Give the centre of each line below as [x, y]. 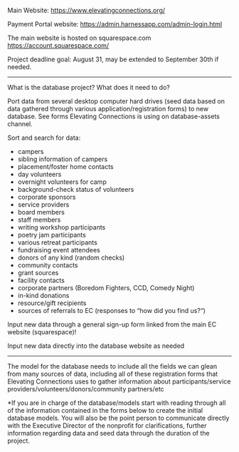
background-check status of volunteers [76, 189]
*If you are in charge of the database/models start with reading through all [117, 403]
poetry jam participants [52, 235]
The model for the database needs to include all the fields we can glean [112, 366]
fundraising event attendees [59, 250]
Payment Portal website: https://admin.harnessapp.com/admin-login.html [115, 24]
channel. [20, 124]
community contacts [48, 265]
